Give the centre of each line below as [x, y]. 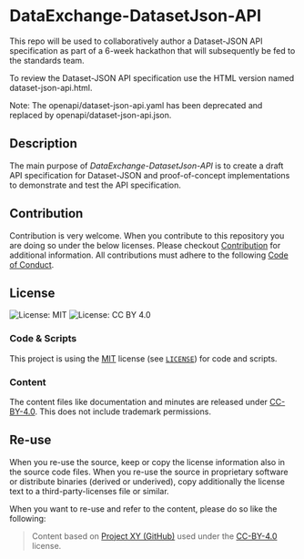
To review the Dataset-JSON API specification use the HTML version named [152, 77]
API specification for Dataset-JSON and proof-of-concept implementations [150, 175]
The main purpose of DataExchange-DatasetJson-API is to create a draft [147, 166]
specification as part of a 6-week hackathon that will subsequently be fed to [152, 50]
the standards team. [47, 60]
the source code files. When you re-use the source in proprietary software [149, 472]
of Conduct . [32, 264]
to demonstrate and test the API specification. [96, 185]
